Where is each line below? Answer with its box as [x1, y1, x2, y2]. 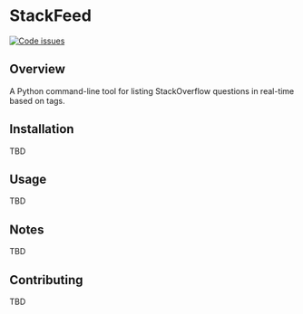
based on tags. [9, 95, 65, 106]
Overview [9, 62, 66, 77]
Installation [9, 121, 74, 137]
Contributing [9, 272, 83, 288]
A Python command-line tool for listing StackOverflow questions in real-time [9, 85, 295, 96]
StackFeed [9, 5, 93, 26]
